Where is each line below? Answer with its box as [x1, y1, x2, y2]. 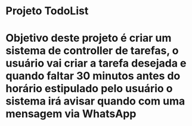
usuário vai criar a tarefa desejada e [5, 56, 187, 70]
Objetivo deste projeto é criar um [5, 31, 172, 45]
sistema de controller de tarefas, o [5, 44, 179, 58]
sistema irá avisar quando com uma [5, 94, 185, 108]
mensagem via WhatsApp [5, 107, 137, 121]
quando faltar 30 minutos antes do [5, 70, 181, 83]
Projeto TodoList [5, 4, 89, 18]
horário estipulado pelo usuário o [5, 82, 173, 96]
